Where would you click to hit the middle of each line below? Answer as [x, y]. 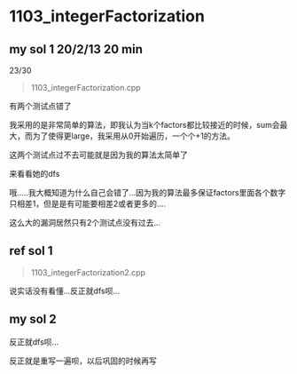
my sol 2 [33, 319]
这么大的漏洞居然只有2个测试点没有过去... [85, 223]
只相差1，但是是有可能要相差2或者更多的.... [88, 203]
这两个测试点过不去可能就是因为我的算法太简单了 [98, 155]
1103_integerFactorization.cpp [86, 88]
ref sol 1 [31, 251]
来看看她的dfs [35, 174]
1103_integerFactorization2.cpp [88, 272]
